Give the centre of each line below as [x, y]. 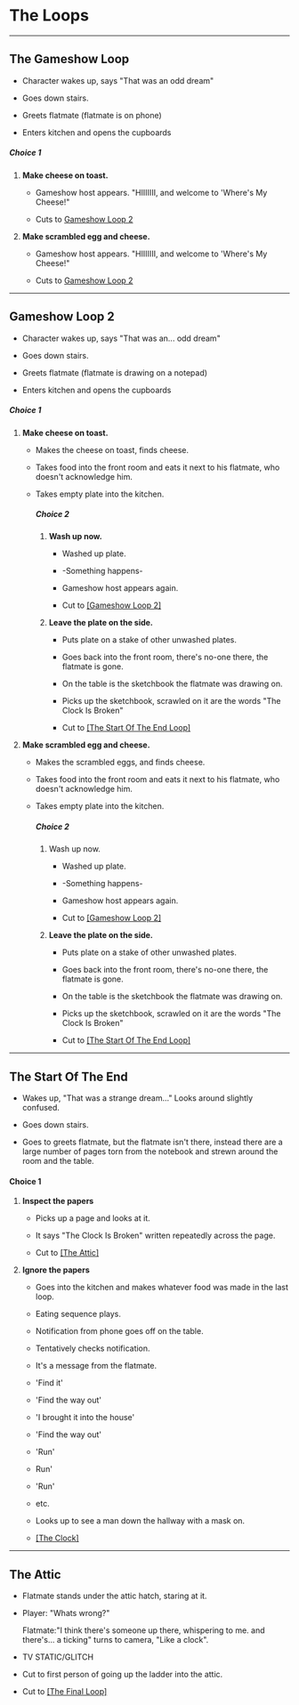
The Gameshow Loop [69, 59]
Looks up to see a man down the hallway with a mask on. [140, 1521]
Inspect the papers [58, 1201]
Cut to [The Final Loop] [65, 1692]
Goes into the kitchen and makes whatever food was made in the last [162, 1288]
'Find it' [49, 1383]
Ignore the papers [56, 1270]
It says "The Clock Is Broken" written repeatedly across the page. [155, 1236]
